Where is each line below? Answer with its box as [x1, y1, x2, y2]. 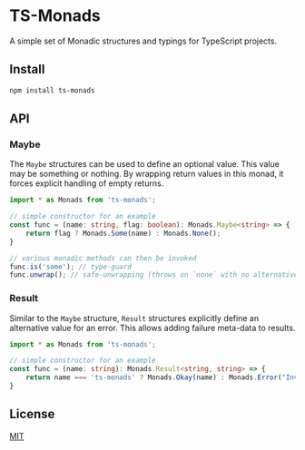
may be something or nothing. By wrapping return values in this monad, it [9, 169, 284, 180]
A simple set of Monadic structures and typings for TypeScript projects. [9, 35, 278, 46]
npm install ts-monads [9, 85, 95, 95]
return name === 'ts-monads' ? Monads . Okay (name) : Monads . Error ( [25, 373, 282, 382]
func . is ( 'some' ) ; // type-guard [9, 262, 132, 271]
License [9, 406, 55, 422]
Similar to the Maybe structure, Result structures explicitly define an [9, 312, 260, 323]
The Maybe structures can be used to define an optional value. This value [9, 159, 280, 170]
